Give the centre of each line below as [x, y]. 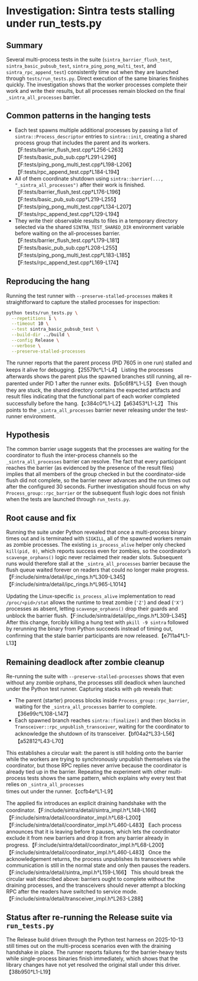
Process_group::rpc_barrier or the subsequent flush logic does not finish [95, 493]
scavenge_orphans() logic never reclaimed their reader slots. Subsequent [95, 557]
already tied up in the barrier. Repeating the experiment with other [87, 772]
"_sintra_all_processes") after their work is [69, 185]
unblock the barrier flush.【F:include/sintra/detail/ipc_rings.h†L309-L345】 [98, 616]
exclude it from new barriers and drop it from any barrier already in [87, 838]
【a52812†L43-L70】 [40, 741]
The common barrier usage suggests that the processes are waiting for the [98, 449]
